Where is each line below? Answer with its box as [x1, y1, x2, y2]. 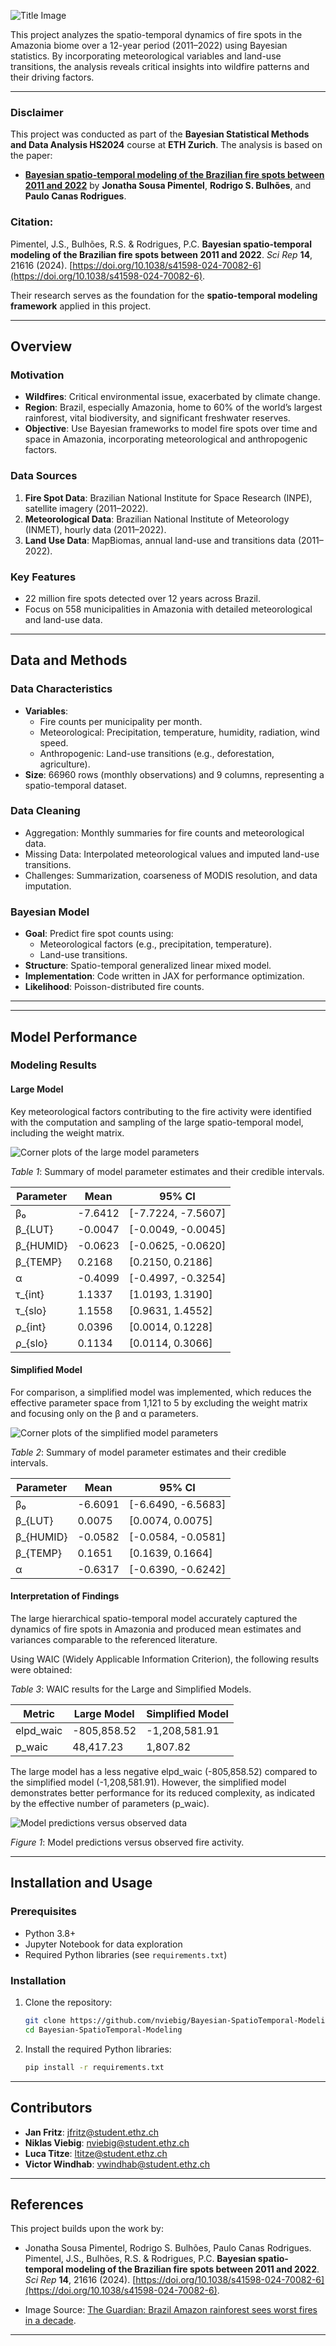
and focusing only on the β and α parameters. [10, 1407, 199, 1419]
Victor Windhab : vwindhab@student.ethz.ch [24, 2158, 211, 2170]
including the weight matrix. [10, 1126, 125, 1139]
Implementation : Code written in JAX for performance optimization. [24, 970, 305, 982]
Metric [23, 1707, 55, 1721]
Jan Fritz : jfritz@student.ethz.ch [24, 2126, 159, 2138]
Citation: [10, 215, 54, 229]
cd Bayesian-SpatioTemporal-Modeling [24, 2025, 183, 2035]
